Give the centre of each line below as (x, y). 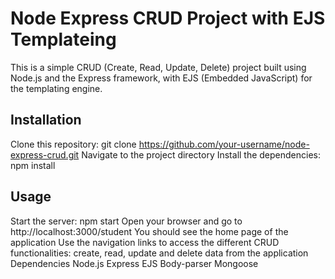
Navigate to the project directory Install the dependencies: (201, 154)
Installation (46, 120)
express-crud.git (45, 154)
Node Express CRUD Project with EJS (168, 18)
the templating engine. (56, 88)
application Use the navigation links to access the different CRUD (145, 242)
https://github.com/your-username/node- (224, 144)
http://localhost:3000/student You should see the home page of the (149, 231)
